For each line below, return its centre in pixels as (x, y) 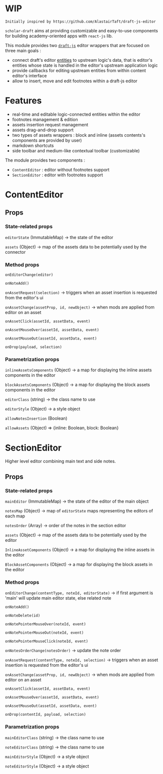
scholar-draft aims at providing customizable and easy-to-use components (81, 30)
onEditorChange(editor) (29, 275)
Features (23, 101)
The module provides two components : (45, 160)
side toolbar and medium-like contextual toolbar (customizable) (76, 150)
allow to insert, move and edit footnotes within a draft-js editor (75, 81)
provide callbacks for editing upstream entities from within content (79, 70)
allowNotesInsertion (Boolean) (36, 418)
